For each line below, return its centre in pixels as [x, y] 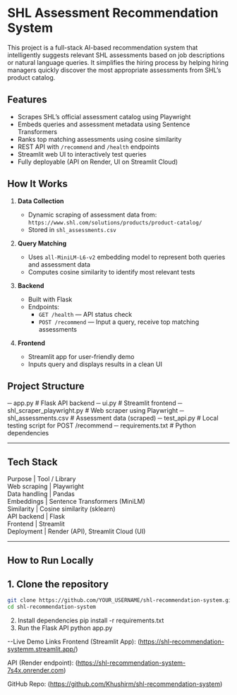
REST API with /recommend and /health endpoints [89, 147]
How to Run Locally [50, 560]
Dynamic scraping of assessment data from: [92, 214]
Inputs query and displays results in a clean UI [95, 364]
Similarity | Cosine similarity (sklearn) [61, 509]
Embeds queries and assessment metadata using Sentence [104, 124]
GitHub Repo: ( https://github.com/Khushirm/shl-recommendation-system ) [115, 684]
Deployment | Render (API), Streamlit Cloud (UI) [77, 531]
